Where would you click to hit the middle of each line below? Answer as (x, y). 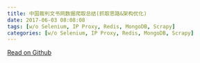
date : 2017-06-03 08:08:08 (46, 20)
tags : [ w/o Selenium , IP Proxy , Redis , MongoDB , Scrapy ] (91, 26)
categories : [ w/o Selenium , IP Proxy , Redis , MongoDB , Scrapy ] (101, 33)
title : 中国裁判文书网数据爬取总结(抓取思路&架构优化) (77, 13)
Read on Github (30, 53)
